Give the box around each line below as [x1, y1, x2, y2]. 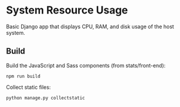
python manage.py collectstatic [6, 95, 85, 101]
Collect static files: [6, 83, 51, 91]
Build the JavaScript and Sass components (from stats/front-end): [6, 62, 166, 69]
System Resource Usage [6, 4, 128, 17]
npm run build [6, 73, 41, 79]
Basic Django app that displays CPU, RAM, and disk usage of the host [6, 23, 174, 30]
